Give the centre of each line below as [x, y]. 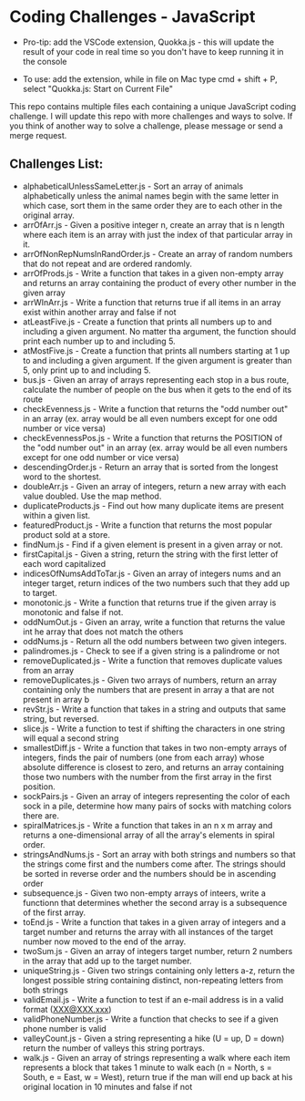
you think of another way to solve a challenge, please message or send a [147, 126]
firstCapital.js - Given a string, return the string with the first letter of [151, 554]
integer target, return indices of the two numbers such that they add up [156, 583]
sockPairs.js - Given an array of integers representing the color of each [156, 796]
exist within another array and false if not [99, 312]
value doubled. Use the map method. [92, 496]
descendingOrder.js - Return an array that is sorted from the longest [150, 467]
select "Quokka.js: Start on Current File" [97, 88]
